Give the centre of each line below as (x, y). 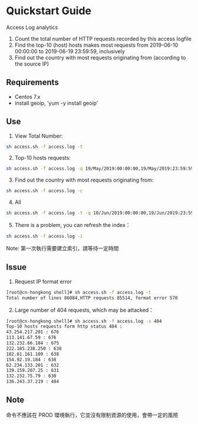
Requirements (32, 82)
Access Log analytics (32, 27)
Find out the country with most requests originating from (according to (100, 57)
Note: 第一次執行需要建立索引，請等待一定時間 (62, 248)
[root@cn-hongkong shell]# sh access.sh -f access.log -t (79, 292)
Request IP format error (43, 281)
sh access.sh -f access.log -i (44, 237)
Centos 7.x (27, 96)
